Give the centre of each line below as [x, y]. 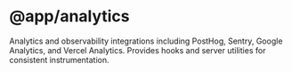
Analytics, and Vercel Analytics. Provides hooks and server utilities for [138, 50]
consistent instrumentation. [59, 60]
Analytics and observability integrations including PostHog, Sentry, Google [146, 41]
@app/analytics [70, 16]
